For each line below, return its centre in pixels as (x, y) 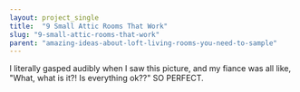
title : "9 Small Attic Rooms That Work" (89, 26)
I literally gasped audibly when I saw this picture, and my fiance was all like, (150, 69)
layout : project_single (54, 18)
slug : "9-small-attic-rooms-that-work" (85, 34)
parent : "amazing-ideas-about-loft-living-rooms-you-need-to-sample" (144, 43)
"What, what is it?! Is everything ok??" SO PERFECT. (106, 78)
